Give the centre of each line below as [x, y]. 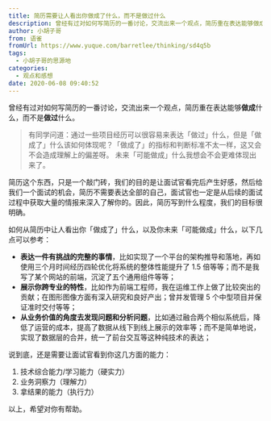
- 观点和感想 [35, 76]
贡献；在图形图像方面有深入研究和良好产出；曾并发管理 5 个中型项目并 [137, 297]
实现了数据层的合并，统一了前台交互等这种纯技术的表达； [115, 337]
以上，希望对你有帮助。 [47, 409]
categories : [28, 69]
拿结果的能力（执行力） [59, 391]
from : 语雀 [25, 38]
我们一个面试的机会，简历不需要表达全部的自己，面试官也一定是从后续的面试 [135, 192]
